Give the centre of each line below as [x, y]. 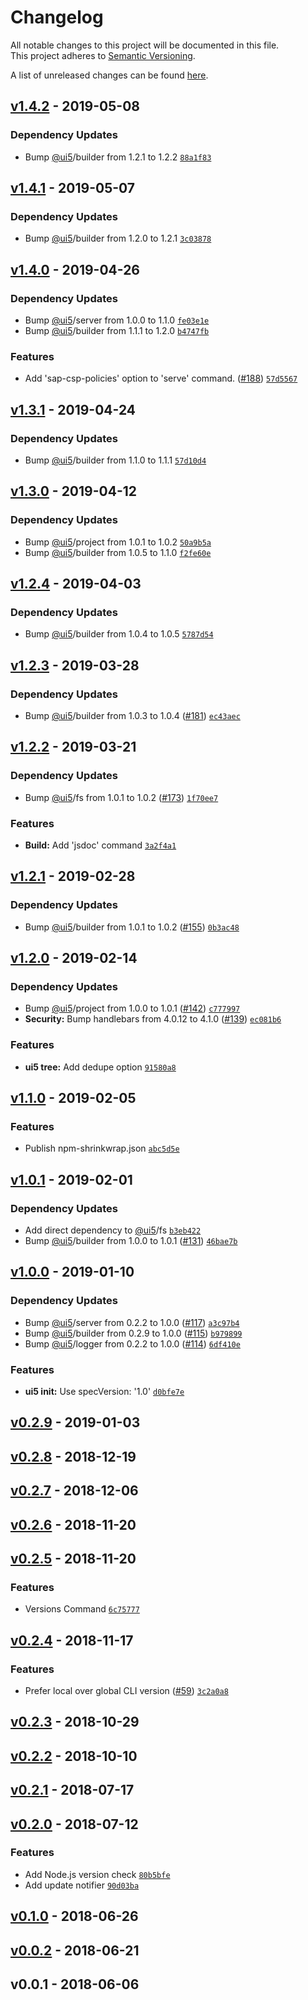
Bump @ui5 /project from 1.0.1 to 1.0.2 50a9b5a [118, 542]
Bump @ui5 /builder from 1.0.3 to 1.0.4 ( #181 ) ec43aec [132, 716]
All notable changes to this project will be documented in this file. [145, 45]
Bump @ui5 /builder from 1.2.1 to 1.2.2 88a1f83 [118, 157]
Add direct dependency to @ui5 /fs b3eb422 [113, 1230]
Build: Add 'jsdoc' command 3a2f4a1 [100, 845]
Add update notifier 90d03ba [82, 1885]
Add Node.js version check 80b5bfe [97, 1874]
